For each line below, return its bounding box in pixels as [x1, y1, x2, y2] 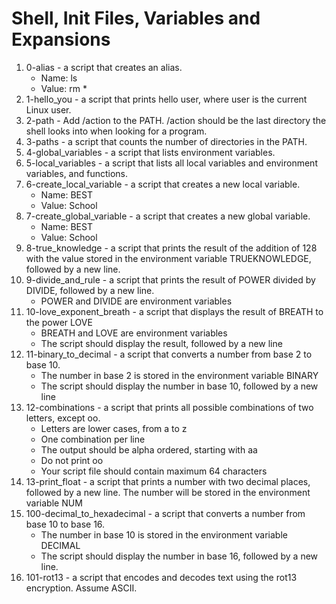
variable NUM [25, 497, 83, 509]
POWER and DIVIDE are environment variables [40, 295, 233, 307]
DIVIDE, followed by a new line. [25, 284, 155, 296]
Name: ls [40, 72, 78, 84]
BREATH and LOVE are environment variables [40, 327, 228, 339]
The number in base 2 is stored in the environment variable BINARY [40, 369, 319, 381]
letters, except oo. [25, 412, 101, 424]
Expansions [11, 28, 111, 51]
